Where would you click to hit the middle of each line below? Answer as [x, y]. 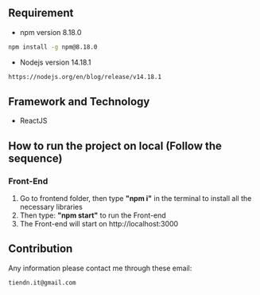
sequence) [35, 158]
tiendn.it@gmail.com [43, 282]
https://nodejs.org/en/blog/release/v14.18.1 [85, 77]
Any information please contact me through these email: [100, 268]
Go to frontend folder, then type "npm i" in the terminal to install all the [136, 199]
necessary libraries [51, 207]
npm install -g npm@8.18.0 [53, 47]
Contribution [41, 249]
